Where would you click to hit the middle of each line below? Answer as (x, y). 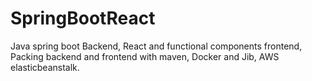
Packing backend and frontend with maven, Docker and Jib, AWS (145, 56)
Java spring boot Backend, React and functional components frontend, (156, 46)
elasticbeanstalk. (45, 67)
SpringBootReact (83, 18)
